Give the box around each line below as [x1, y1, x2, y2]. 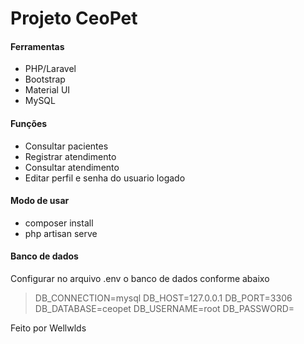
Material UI [24, 84, 71, 96]
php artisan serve [24, 227, 98, 239]
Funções [10, 117, 48, 129]
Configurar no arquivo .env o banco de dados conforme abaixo [10, 273, 270, 284]
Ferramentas [10, 40, 65, 52]
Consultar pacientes [24, 140, 109, 152]
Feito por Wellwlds [10, 322, 87, 334]
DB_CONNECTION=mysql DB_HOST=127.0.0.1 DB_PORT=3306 [34, 292, 293, 304]
